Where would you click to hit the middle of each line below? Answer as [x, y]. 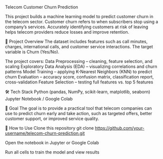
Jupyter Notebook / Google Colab [39, 99]
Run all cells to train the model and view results [52, 152]
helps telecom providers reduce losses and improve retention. [67, 32]
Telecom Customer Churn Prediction [42, 7]
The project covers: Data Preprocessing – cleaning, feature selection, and [79, 61]
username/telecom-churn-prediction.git [45, 133]
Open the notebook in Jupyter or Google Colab [52, 143]
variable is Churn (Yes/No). [32, 52]
